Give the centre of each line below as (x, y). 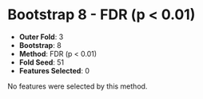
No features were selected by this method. (78, 86)
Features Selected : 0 (54, 70)
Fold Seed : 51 (42, 62)
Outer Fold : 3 (41, 37)
